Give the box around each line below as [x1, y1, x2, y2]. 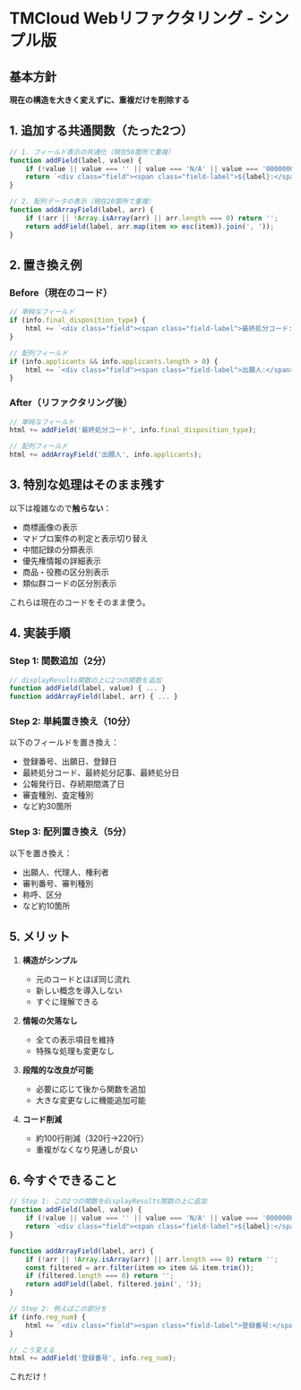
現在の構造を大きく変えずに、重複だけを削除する [9, 95, 190, 105]
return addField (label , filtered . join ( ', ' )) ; [25, 1280, 202, 1289]
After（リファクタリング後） [9, 396, 133, 409]
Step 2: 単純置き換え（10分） [9, 715, 136, 728]
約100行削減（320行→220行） [35, 1133, 150, 1144]
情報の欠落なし [21, 1014, 78, 1026]
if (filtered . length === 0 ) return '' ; [25, 1272, 175, 1281]
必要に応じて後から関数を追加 [35, 1084, 146, 1094]
